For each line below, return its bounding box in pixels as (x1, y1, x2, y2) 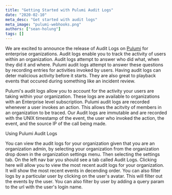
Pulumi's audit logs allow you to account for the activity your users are (5, 88, 154, 94)
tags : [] (5, 31, 24, 36)
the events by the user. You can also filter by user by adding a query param (5, 179, 164, 184)
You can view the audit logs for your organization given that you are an (5, 140, 155, 146)
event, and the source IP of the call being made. (5, 121, 107, 126)
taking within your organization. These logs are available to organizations (5, 93, 160, 99)
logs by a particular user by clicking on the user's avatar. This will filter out (5, 173, 163, 179)
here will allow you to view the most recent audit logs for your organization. (5, 162, 164, 168)
